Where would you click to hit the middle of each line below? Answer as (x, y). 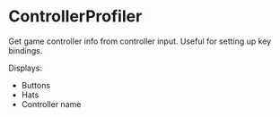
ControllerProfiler (75, 17)
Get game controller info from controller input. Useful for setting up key (140, 41)
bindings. (26, 50)
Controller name (51, 104)
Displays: (25, 68)
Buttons (36, 85)
